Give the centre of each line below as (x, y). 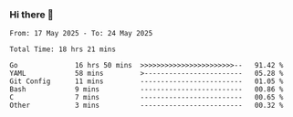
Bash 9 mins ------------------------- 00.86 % (146, 90)
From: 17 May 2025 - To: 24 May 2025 (81, 34)
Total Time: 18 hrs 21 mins (63, 49)
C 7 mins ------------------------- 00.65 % (146, 98)
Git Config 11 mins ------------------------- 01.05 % (146, 81)
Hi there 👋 (32, 15)
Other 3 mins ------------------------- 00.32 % (146, 106)
